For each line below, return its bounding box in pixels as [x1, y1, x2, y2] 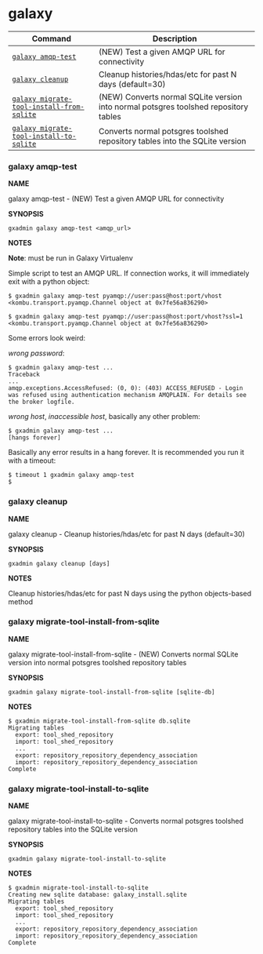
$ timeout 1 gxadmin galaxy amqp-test [8, 472, 135, 479]
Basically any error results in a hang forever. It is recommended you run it [8, 448, 245, 457]
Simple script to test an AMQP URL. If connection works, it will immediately [8, 268, 250, 279]
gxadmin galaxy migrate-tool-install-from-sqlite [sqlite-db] [8, 688, 215, 696]
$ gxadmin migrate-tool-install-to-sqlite [8, 884, 149, 892]
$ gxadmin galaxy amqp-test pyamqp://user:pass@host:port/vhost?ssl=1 [8, 313, 243, 321]
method [8, 597, 34, 606]
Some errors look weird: [8, 333, 86, 343]
